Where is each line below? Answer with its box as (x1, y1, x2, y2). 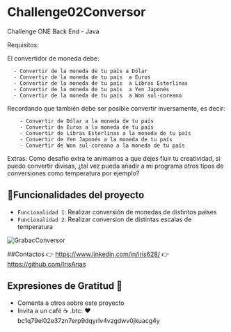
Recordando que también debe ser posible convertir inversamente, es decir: (7, 104, 225, 112)
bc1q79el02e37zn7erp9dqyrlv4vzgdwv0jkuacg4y (17, 316, 160, 324)
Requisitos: (7, 40, 40, 49)
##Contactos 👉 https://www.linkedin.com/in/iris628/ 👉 (7, 250, 170, 258)
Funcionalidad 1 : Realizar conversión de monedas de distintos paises (17, 207, 217, 216)
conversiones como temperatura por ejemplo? (7, 168, 140, 177)
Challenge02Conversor (7, 4, 146, 20)
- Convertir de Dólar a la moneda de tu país (19, 118, 154, 125)
